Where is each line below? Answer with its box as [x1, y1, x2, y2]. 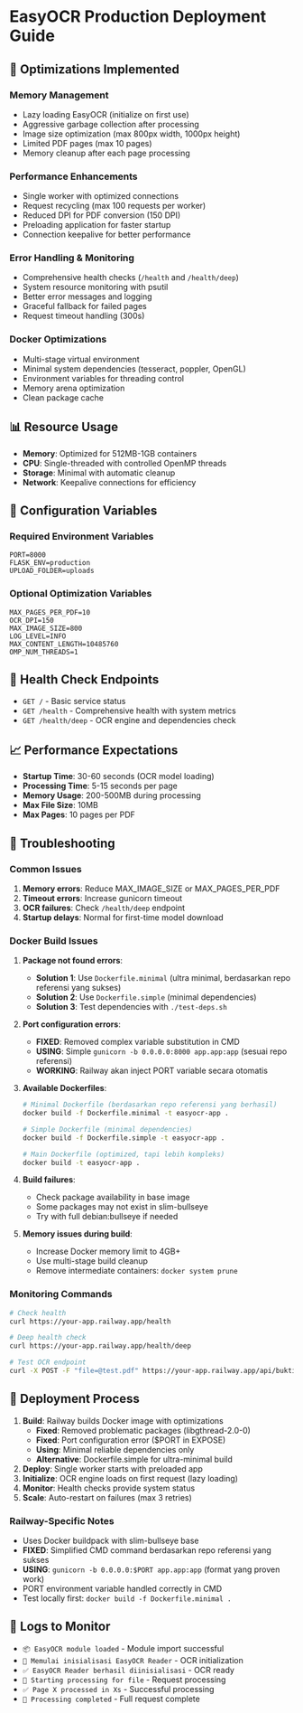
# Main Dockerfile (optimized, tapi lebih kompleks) [22, 1150, 225, 1159]
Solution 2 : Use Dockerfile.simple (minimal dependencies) [35, 992, 257, 1002]
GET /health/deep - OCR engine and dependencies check [22, 715, 236, 726]
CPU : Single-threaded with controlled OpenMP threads [22, 457, 227, 468]
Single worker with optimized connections [22, 191, 179, 202]
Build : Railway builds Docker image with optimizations [22, 1415, 224, 1426]
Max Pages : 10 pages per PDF [22, 809, 135, 820]
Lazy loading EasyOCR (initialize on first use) [22, 108, 189, 119]
